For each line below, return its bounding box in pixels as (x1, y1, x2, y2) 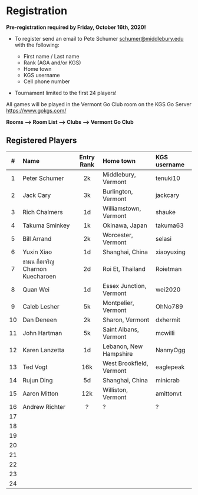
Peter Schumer (22, 174, 64, 182)
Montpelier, (103, 299, 134, 307)
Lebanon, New (103, 342, 143, 350)
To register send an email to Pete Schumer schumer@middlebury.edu (14, 35, 184, 42)
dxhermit (155, 316, 181, 324)
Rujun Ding (22, 376, 53, 384)
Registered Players (6, 136, 77, 146)
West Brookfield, (103, 359, 148, 367)
